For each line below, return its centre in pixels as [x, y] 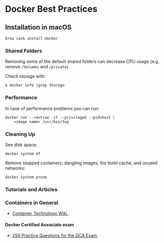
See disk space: [21, 145]
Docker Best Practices [51, 9]
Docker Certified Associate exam [40, 224]
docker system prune [26, 177]
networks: [15, 168]
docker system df [23, 153]
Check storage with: [26, 76]
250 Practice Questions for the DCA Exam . [55, 236]
